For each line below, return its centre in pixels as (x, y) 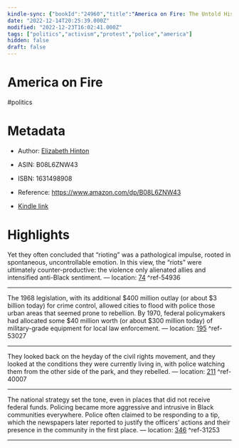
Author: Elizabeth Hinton (53, 151)
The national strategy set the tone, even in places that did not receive (109, 399)
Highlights (38, 235)
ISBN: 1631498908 (45, 178)
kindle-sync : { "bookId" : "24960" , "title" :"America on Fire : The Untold (114, 14)
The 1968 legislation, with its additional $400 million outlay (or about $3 (112, 297)
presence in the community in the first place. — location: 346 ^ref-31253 (114, 429)
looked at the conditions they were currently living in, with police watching (116, 364)
